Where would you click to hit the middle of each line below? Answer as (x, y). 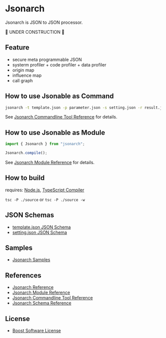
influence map (27, 75)
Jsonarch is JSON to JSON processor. (44, 22)
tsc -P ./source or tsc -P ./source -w (45, 199)
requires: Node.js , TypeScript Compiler (45, 190)
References (23, 275)
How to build (25, 178)
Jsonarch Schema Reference (42, 303)
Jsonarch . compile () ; (26, 153)
